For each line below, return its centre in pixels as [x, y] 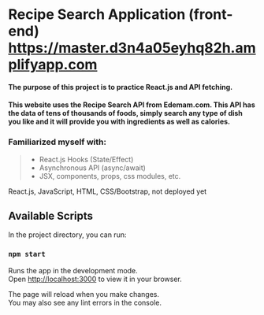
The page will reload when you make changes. [84, 294]
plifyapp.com [53, 65]
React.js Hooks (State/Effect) [86, 159]
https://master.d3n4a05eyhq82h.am [132, 48]
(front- [211, 15]
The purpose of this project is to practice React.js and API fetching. [121, 87]
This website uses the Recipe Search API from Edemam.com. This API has [132, 105]
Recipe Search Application [97, 15]
